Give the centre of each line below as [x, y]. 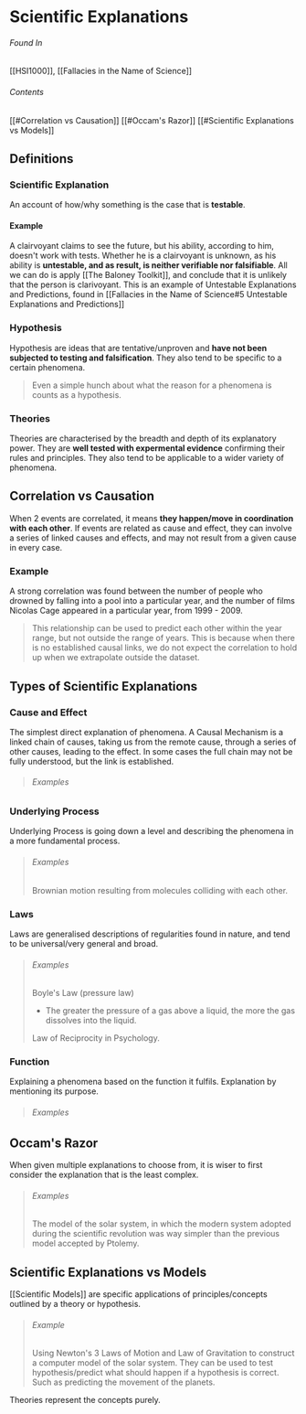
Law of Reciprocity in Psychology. [95, 1038]
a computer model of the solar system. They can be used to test [153, 1363]
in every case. [36, 547]
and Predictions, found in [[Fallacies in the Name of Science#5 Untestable [148, 295]
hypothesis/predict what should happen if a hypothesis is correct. [155, 1373]
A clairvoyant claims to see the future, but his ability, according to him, [142, 246]
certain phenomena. [47, 367]
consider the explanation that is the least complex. [104, 1175]
